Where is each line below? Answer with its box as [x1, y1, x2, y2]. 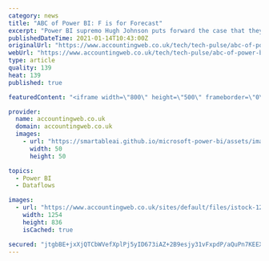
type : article [8, 57, 56, 65]
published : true [8, 78, 62, 86]
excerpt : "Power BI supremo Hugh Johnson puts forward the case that [8, 26, 246, 34]
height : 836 [22, 218, 62, 227]
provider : [8, 107, 42, 116]
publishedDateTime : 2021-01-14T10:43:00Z [8, 34, 149, 42]
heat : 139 [8, 71, 42, 79]
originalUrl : [8, 42, 52, 50]
